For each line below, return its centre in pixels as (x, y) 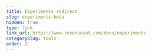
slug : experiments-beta (35, 17)
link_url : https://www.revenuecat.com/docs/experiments (76, 33)
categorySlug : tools (32, 38)
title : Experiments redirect (42, 11)
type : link (19, 28)
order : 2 (17, 44)
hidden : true (22, 22)
